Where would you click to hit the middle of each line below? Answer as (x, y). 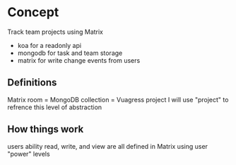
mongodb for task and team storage (70, 53)
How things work (46, 129)
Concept (33, 12)
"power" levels (29, 154)
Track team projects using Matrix (55, 32)
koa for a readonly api (49, 45)
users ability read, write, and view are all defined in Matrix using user (108, 146)
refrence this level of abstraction (55, 107)
